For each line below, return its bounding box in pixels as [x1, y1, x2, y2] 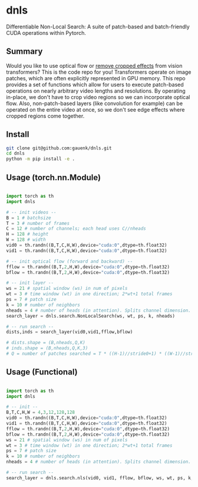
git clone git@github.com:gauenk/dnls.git [6, 145, 112, 151]
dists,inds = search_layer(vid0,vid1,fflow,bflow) [6, 329, 133, 335]
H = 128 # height [6, 231, 49, 237]
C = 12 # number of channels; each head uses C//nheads [6, 225, 146, 232]
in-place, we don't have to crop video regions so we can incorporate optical [6, 93, 190, 100]
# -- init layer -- [6, 280, 54, 286]
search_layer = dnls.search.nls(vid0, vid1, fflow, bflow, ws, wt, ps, [6, 475, 186, 481]
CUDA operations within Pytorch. [6, 29, 87, 36]
